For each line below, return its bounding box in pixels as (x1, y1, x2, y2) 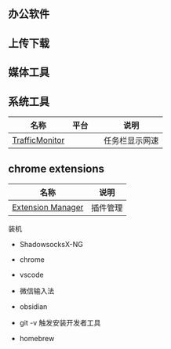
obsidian (19, 301, 48, 311)
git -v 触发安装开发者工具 (19, 318, 101, 327)
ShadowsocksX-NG (19, 239, 84, 249)
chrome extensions (8, 162, 104, 176)
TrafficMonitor (12, 134, 65, 145)
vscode (19, 270, 45, 279)
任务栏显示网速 (103, 135, 159, 146)
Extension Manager (12, 202, 84, 213)
